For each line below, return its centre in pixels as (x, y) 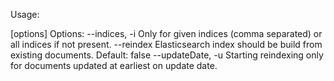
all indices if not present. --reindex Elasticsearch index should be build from (166, 44)
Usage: (25, 14)
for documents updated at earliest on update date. (114, 65)
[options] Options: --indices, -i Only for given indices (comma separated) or (166, 33)
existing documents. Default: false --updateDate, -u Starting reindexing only (167, 55)
